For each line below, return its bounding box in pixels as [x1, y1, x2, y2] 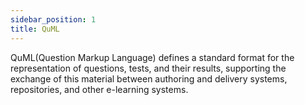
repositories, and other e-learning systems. [10, 83, 189, 95]
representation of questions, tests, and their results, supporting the [10, 62, 287, 74]
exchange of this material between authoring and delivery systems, [10, 72, 288, 85]
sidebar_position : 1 [10, 14, 97, 25]
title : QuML [10, 24, 60, 34]
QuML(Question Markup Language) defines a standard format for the [10, 51, 295, 63]
